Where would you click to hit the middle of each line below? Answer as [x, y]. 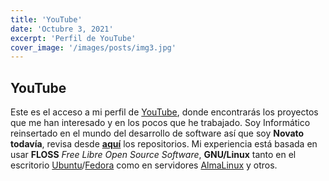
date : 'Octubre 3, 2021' [62, 29]
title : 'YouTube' [46, 19]
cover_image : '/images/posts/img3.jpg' [93, 47]
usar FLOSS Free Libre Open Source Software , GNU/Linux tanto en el [153, 155]
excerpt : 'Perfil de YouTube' [73, 38]
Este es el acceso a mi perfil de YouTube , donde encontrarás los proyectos [164, 112]
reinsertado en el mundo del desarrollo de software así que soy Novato [157, 133]
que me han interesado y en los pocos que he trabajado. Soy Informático [160, 123]
